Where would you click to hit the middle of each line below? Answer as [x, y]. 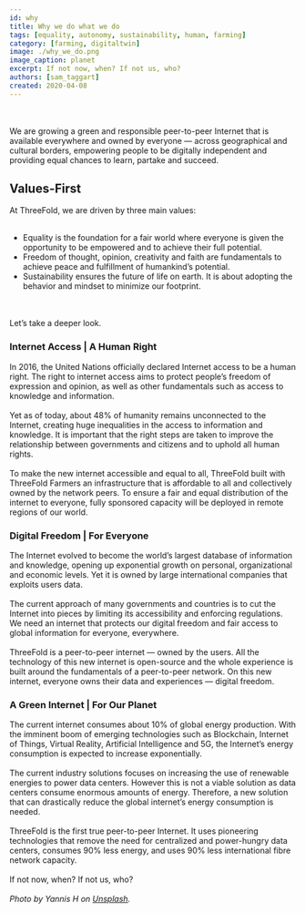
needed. [25, 812]
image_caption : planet [52, 60]
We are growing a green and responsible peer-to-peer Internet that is [139, 131]
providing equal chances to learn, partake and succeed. [114, 159]
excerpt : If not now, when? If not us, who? [95, 69]
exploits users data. [46, 585]
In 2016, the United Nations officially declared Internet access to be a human [152, 366]
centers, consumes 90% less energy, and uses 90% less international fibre [150, 851]
